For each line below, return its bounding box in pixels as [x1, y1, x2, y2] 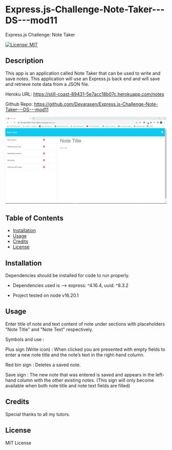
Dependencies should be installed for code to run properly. [5, 273, 130, 279]
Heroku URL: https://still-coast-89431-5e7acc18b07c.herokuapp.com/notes [5, 91, 165, 97]
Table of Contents [5, 213, 64, 222]
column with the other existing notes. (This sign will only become [17, 377, 155, 383]
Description [5, 57, 44, 65]
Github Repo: [5, 101, 33, 107]
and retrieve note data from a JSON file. [5, 81, 90, 87]
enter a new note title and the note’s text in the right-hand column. [5, 351, 145, 358]
